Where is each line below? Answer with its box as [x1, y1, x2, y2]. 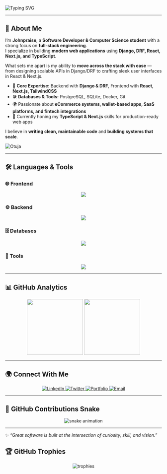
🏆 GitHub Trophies [5, 447, 66, 456]
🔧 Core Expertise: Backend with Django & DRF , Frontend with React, [12, 83, 154, 89]
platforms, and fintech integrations [12, 108, 86, 114]
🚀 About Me [5, 24, 42, 32]
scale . [5, 134, 18, 139]
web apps [12, 119, 33, 125]
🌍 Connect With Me [5, 370, 69, 378]
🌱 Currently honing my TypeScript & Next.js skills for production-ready [12, 114, 159, 119]
